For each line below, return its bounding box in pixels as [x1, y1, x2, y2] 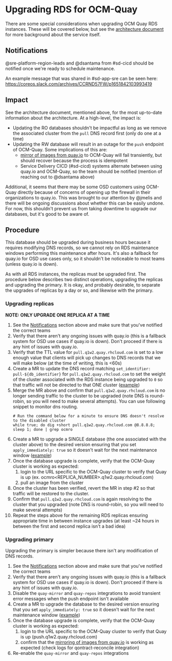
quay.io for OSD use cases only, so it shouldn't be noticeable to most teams [5, 255, 165, 262]
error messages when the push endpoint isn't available [12, 595, 129, 602]
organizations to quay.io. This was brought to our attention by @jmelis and [5, 194, 162, 201]
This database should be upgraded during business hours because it [5, 239, 151, 246]
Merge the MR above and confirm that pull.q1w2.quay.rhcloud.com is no [12, 387, 165, 393]
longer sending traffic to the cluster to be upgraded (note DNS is [12, 392, 149, 398]
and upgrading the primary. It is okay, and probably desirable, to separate [5, 282, 160, 288]
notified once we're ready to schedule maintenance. [5, 65, 115, 71]
